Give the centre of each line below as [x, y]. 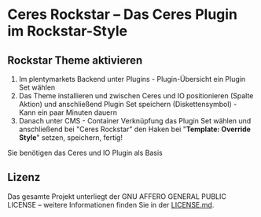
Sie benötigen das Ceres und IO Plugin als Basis [85, 153]
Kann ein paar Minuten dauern [68, 112]
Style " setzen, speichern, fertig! [71, 138]
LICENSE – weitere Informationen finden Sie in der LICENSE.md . [111, 204]
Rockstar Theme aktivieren [75, 60]
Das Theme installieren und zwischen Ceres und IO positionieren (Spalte [136, 96]
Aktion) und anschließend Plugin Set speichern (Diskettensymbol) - [128, 104]
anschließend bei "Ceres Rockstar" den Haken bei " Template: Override [134, 129]
